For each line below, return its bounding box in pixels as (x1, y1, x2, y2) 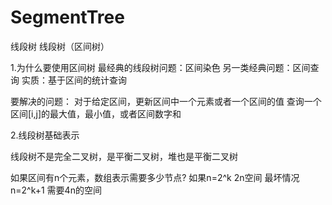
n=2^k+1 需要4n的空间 (10, 184, 102, 196)
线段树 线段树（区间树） (10, 40, 110, 52)
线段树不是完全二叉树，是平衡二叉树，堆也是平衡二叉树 (10, 150, 238, 162)
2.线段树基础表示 (10, 129, 80, 141)
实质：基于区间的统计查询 (21, 74, 127, 86)
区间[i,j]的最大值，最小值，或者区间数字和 (10, 107, 182, 120)
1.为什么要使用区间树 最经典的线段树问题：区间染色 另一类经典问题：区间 (10, 61, 311, 73)
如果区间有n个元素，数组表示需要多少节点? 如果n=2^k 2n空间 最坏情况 (10, 171, 300, 183)
